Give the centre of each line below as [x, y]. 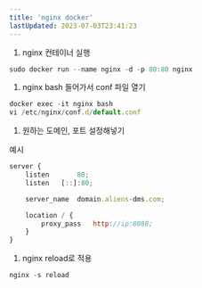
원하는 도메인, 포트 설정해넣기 [73, 131]
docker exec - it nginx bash [61, 104]
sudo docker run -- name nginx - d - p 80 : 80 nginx [101, 69]
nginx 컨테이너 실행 [56, 52]
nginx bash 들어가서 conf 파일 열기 [84, 87]
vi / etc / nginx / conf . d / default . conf [75, 112]
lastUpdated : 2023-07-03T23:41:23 [73, 26]
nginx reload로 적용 [57, 259]
